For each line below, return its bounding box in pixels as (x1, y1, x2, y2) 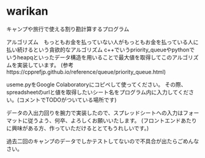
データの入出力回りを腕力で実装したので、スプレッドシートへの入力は (6, 109, 184, 116)
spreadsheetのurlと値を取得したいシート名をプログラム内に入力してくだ (6, 88, 189, 96)
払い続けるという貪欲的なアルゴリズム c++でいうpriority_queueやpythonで (6, 46, 195, 53)
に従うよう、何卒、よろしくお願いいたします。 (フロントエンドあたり (22, 116, 197, 124)
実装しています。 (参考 (17, 61, 74, 69)
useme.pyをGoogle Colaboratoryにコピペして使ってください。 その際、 (6, 81, 187, 88)
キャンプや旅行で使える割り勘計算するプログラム (6, 25, 130, 32)
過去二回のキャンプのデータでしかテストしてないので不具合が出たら (6, 137, 178, 145)
